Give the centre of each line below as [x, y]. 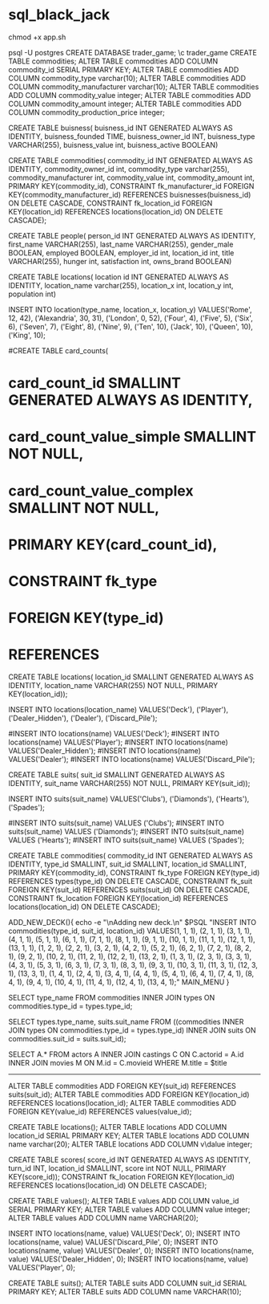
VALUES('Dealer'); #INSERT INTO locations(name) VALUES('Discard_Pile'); [132, 759]
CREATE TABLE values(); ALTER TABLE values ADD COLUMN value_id [124, 1201]
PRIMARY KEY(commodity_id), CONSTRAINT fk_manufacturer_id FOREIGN [131, 185]
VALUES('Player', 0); [42, 1267]
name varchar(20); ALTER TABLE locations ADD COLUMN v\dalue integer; [130, 1144]
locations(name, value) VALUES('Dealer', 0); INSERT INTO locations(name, [131, 1251]
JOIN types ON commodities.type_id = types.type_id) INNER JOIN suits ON [132, 1030]
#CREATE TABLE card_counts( [58, 350]
